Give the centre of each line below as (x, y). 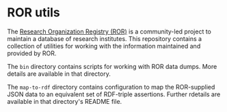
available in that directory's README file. (65, 101)
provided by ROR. (32, 53)
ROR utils (34, 13)
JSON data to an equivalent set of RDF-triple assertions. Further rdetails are (114, 94)
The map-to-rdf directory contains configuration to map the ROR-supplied (111, 87)
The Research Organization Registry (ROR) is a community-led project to (109, 31)
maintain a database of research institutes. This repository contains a (105, 38)
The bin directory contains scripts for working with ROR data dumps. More (112, 66)
